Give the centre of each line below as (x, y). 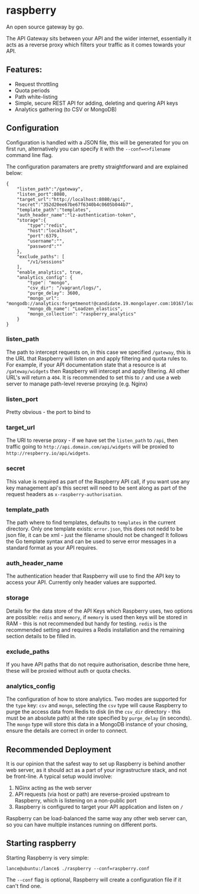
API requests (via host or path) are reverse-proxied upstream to (92, 794)
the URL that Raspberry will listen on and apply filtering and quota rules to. (97, 358)
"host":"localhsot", (53, 230)
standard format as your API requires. (52, 548)
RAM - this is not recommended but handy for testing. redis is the (86, 623)
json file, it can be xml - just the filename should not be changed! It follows (97, 535)
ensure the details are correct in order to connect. (67, 731)
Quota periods (32, 90)
